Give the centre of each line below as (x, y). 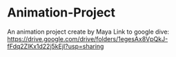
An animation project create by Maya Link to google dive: (88, 32)
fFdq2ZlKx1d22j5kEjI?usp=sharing (56, 46)
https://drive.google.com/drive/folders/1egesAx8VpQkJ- (88, 38)
